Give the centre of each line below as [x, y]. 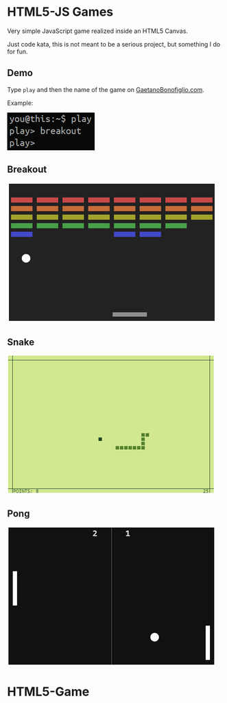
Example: [20, 103]
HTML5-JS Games [60, 12]
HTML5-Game [48, 692]
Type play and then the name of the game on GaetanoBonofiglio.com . [106, 89]
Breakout [27, 170]
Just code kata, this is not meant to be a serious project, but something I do [114, 44]
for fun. [18, 51]
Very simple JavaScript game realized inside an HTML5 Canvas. [98, 31]
